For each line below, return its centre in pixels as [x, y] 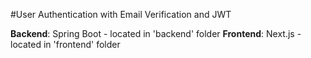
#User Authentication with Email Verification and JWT [121, 14]
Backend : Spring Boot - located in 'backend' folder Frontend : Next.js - [156, 33]
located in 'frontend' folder [65, 44]
